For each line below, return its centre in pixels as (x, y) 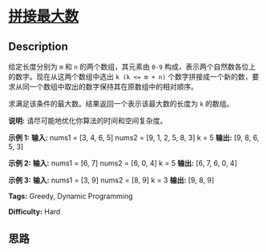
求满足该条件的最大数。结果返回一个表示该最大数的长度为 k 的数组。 (121, 104)
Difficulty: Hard (34, 212)
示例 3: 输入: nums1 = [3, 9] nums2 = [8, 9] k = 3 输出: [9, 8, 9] (111, 180)
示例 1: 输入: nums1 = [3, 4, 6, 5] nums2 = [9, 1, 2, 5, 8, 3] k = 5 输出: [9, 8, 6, (134, 138)
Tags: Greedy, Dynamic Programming (71, 196)
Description (38, 46)
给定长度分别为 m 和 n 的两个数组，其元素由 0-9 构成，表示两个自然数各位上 (132, 66)
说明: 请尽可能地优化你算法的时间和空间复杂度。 (88, 120)
